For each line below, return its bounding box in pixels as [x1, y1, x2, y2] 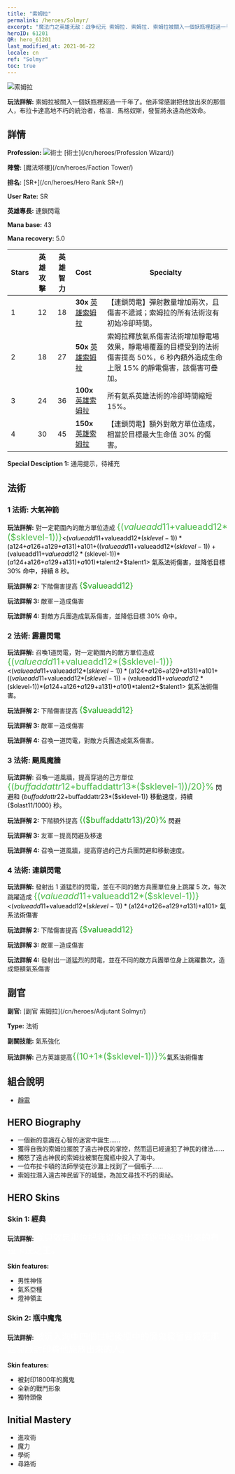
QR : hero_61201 [7, 36, 52, 43]
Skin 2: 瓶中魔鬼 [7, 1313, 62, 1323]
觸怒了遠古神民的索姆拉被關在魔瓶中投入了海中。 [17, 1154, 159, 1162]
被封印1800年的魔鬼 [17, 1375, 75, 1384]
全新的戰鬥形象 [17, 1384, 61, 1393]
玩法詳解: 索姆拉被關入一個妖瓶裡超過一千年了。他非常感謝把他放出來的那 [7, 97, 220, 106]
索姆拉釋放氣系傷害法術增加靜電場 [107, 332, 220, 341]
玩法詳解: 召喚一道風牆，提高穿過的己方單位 [7, 772, 134, 782]
